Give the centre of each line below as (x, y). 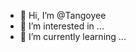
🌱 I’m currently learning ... (73, 36)
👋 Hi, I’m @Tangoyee (63, 15)
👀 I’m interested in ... (62, 26)
